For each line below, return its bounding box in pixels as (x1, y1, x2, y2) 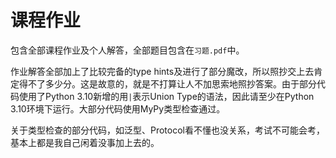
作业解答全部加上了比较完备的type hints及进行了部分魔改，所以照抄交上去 (10, 65, 315, 77)
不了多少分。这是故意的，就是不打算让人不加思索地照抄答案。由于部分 (27, 77, 317, 90)
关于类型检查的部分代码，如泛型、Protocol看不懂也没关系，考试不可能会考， (10, 124, 325, 136)
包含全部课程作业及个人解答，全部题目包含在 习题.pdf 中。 (10, 44, 245, 56)
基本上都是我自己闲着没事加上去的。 (10, 136, 160, 148)
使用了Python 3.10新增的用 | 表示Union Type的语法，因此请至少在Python (18, 90, 315, 102)
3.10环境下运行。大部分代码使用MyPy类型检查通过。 (10, 102, 226, 115)
